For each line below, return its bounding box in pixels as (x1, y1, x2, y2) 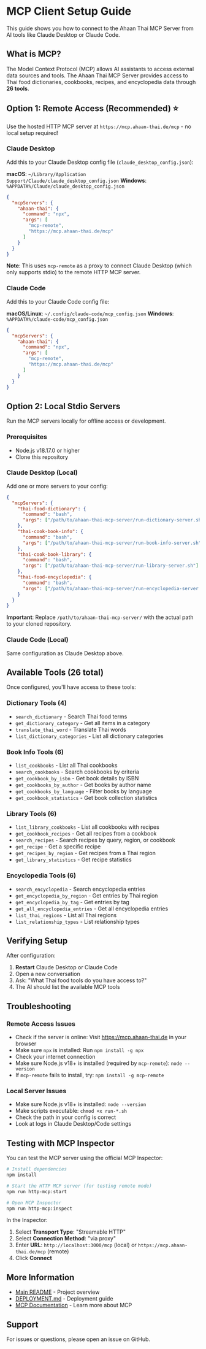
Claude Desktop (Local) (6, 468, 78, 477)
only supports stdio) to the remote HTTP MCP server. (6, 269, 141, 276)
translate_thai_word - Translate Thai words (15, 726, 127, 733)
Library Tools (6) (6, 809, 57, 818)
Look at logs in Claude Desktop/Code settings (15, 1120, 132, 1128)
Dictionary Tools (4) (6, 699, 67, 707)
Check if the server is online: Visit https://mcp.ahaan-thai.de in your (15, 1034, 187, 1041)
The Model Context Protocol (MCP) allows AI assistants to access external (6, 65, 194, 72)
